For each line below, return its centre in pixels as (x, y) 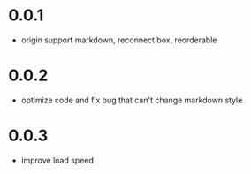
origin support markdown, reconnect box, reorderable (119, 40)
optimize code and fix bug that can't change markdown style (132, 100)
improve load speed (57, 160)
